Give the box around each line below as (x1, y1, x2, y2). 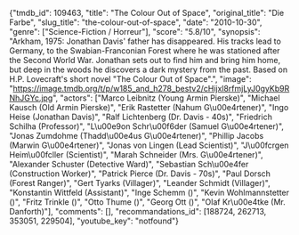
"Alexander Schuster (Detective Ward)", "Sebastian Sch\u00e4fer (9, 159, 249, 169)
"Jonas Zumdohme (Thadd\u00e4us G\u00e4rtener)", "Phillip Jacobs (9, 131, 264, 141)
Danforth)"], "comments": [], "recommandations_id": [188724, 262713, (9, 207, 267, 216)
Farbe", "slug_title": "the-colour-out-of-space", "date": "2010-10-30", (9, 17, 263, 28)
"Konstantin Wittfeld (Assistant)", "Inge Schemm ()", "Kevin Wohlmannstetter (9, 187, 290, 198)
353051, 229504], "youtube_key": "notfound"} (9, 215, 180, 226)
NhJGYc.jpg (9, 93, 53, 103)
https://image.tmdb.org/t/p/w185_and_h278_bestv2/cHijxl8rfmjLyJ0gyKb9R (12, 84, 290, 93)
